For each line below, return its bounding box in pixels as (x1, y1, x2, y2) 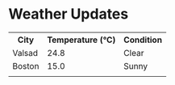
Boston (12, 60, 40, 71)
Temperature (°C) (47, 34, 116, 45)
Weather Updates (8, 5, 129, 23)
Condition (123, 34, 163, 45)
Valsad (12, 47, 39, 58)
